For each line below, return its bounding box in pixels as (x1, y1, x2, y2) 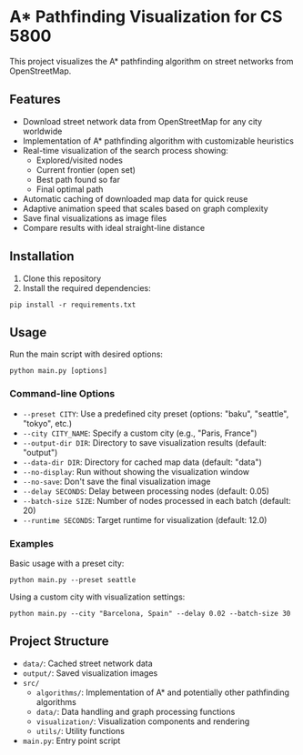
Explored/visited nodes (35, 155, 123, 166)
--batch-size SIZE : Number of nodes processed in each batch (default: (22, 495, 291, 506)
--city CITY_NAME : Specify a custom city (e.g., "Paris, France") (22, 428, 258, 438)
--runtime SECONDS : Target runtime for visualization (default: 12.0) (22, 514, 268, 525)
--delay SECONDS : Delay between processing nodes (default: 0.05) (22, 485, 270, 497)
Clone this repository (22, 273, 102, 284)
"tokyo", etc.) (22, 418, 73, 428)
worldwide (22, 126, 63, 136)
